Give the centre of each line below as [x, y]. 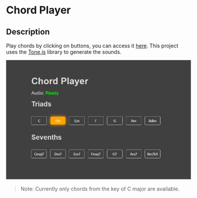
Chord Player [39, 10]
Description [28, 32]
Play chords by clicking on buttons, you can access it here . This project [92, 46]
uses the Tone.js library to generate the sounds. [64, 52]
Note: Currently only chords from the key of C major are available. [100, 189]
